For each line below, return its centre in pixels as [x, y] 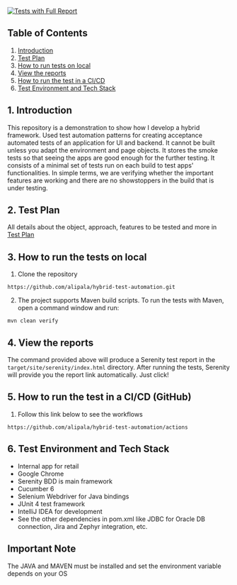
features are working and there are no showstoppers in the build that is [111, 180]
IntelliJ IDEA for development [60, 511]
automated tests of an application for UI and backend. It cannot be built [111, 143]
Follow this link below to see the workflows [80, 414]
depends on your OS [37, 573]
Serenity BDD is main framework [65, 481]
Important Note [42, 549]
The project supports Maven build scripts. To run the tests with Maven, [121, 300]
